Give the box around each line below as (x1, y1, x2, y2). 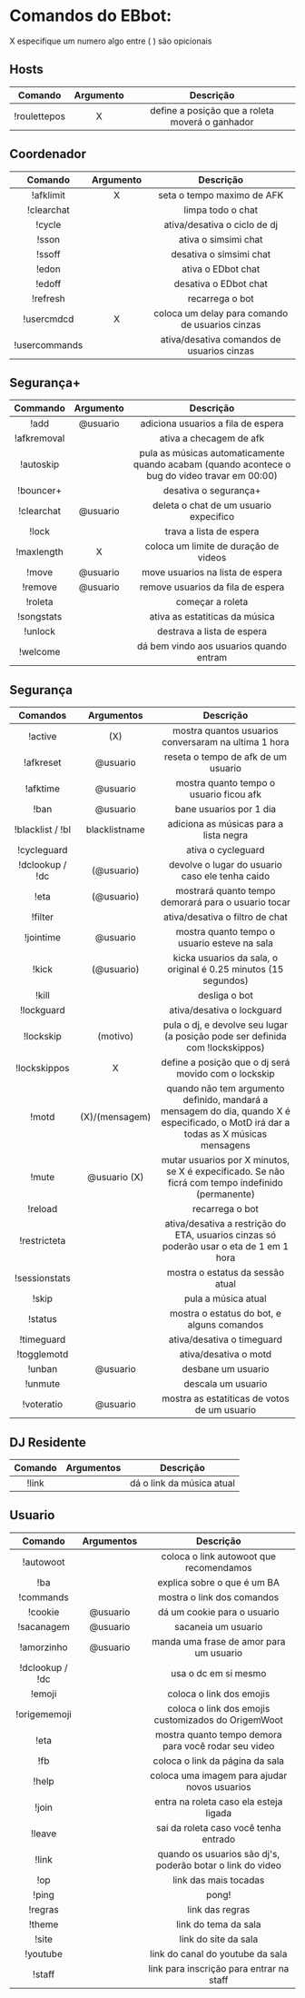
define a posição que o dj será (161, 1056, 290, 1069)
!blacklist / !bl (14, 823, 71, 836)
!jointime (24, 931, 62, 944)
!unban (27, 1363, 58, 1376)
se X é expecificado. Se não (166, 1165, 286, 1178)
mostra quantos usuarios (172, 724, 279, 737)
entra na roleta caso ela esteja (153, 1795, 283, 1808)
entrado (202, 1833, 236, 1845)
